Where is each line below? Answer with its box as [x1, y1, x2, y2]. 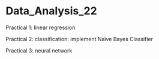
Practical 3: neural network [5, 46, 73, 54]
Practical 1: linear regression [5, 24, 76, 31]
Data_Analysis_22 [5, 4, 97, 18]
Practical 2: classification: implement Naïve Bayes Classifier [5, 35, 154, 42]
